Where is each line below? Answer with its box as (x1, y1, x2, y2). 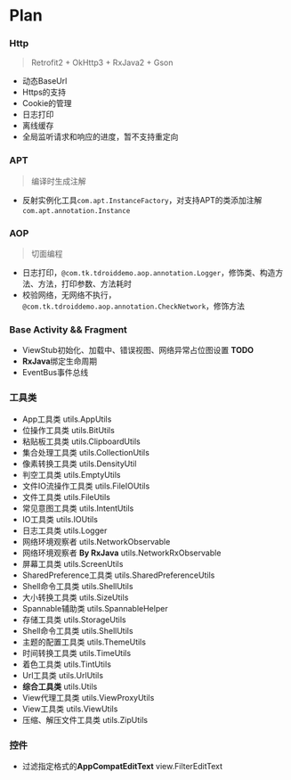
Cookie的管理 (21, 98, 73, 109)
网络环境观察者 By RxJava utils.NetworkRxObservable (21, 547, 222, 558)
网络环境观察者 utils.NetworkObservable (21, 536, 171, 546)
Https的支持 (21, 86, 67, 98)
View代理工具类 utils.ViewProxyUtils (21, 692, 155, 702)
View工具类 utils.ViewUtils (21, 703, 118, 714)
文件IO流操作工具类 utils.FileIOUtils (21, 480, 150, 491)
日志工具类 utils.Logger (21, 525, 108, 536)
